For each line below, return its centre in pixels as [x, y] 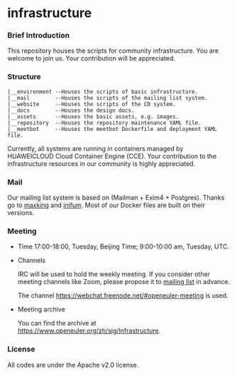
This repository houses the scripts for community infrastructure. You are [113, 51]
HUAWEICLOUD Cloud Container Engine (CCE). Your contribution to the [112, 156]
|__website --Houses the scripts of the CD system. [92, 104]
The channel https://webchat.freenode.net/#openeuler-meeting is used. [123, 296]
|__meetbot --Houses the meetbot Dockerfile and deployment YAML [112, 129]
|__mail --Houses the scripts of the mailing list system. [108, 98]
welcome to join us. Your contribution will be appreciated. [91, 58]
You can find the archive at [57, 323]
